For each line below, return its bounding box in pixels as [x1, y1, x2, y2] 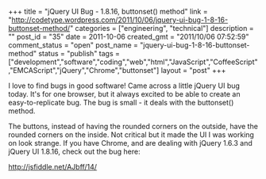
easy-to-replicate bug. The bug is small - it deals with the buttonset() [8, 98, 234, 107]
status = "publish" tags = [38, 49, 121, 58]
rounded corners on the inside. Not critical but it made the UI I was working [8, 130, 254, 139]
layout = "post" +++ [160, 66, 226, 74]
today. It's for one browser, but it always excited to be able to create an [8, 89, 241, 98]
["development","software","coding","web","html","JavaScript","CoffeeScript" [8, 57, 258, 67]
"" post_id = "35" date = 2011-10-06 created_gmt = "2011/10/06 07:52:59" [8, 32, 249, 41]
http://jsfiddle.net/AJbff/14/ [8, 162, 98, 171]
